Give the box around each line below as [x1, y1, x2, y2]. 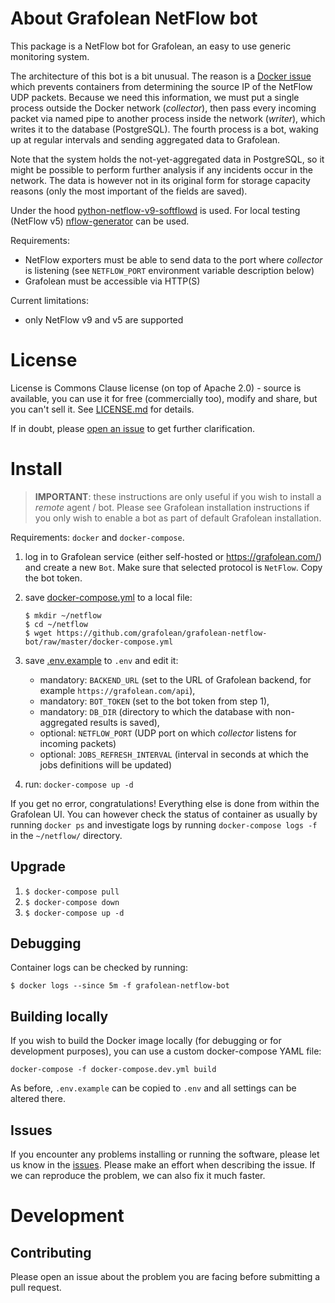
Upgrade [10, 858, 67, 876]
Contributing [10, 1244, 92, 1261]
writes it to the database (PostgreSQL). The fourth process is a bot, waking [10, 123, 319, 135]
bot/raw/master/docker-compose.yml [24, 637, 174, 647]
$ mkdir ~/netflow [24, 610, 102, 621]
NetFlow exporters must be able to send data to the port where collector [24, 253, 323, 266]
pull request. [10, 1282, 62, 1294]
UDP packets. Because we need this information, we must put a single [10, 91, 300, 103]
